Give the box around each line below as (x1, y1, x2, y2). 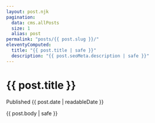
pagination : (6, 14, 35, 20)
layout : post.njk (6, 8, 49, 15)
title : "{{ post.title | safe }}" (11, 48, 96, 53)
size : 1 (11, 25, 31, 31)
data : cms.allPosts (11, 20, 60, 26)
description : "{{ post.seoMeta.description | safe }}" (11, 53, 150, 59)
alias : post (11, 31, 41, 37)
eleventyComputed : (6, 42, 51, 48)
